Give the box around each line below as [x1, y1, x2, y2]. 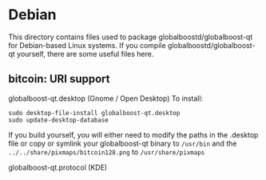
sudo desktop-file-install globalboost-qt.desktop [8, 109, 181, 117]
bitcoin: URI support [8, 72, 110, 86]
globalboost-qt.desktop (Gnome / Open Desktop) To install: [8, 94, 204, 103]
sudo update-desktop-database [8, 116, 109, 124]
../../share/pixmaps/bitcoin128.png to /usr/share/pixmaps [8, 146, 205, 157]
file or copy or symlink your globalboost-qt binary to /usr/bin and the [8, 138, 237, 148]
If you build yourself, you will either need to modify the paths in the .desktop [8, 130, 259, 139]
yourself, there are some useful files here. [17, 49, 154, 58]
